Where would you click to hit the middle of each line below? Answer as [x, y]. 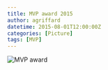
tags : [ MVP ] [24, 40]
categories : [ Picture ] [40, 33]
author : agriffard [34, 20]
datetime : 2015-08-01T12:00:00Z [54, 27]
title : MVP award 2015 [40, 14]
